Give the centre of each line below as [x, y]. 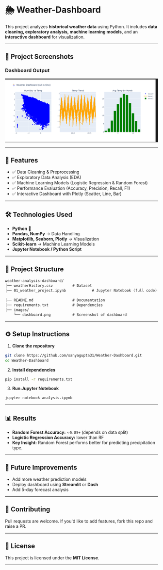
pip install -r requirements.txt [39, 379]
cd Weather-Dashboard [27, 360]
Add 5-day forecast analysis [40, 489]
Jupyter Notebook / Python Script [47, 249]
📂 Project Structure [34, 269]
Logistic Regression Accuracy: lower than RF [58, 438]
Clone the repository [33, 346]
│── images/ [17, 310]
